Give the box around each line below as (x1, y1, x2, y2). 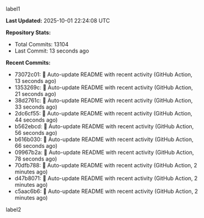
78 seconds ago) (14, 155, 57, 162)
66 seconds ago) (14, 142, 58, 149)
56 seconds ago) (14, 129, 57, 136)
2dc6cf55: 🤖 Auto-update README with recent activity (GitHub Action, (14, 110, 193, 117)
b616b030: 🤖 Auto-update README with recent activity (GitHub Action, (14, 136, 194, 143)
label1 (5, 5, 21, 12)
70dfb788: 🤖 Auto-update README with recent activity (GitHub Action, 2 (14, 162, 198, 169)
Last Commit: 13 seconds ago (14, 47, 89, 54)
